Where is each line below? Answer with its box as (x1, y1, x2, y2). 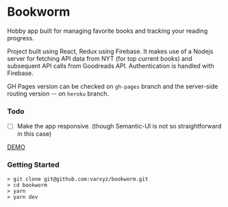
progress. (7, 33, 34, 42)
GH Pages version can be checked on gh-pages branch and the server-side (7, 82, 218, 90)
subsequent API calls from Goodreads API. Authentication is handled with (7, 61, 214, 70)
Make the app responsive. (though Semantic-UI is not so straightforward (16, 122, 222, 130)
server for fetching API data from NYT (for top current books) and (7, 54, 193, 62)
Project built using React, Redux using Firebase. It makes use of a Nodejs (7, 47, 214, 55)
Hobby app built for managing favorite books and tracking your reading (7, 27, 208, 35)
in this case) (16, 130, 52, 138)
